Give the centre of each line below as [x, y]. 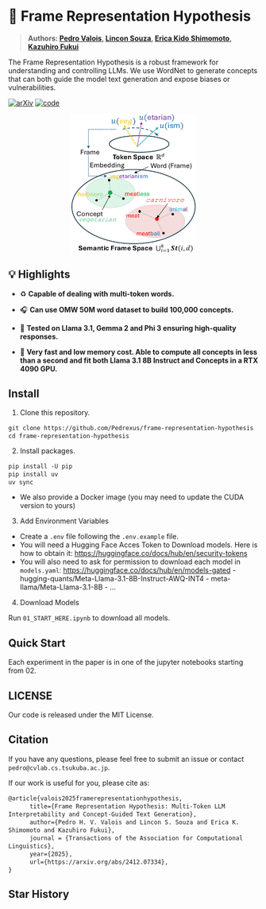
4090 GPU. [39, 368]
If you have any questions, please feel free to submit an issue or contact [126, 759]
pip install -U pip [40, 467]
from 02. [23, 670]
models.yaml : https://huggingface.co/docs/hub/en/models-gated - [128, 570]
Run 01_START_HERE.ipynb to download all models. [89, 618]
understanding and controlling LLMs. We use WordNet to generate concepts [133, 70]
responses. [39, 336]
